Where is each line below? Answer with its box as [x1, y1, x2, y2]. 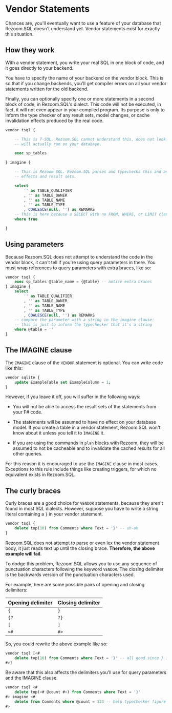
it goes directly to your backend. [5, 65, 74, 71]
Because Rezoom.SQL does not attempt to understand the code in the [5, 253, 153, 260]
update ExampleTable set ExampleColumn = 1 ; [14, 380, 111, 385]
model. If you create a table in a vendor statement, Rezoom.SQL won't [12, 424, 161, 431]
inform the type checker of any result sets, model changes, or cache [5, 112, 150, 118]
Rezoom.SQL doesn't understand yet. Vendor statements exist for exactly [5, 25, 160, 31]
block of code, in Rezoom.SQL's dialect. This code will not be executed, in [5, 101, 161, 107]
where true [14, 216, 38, 222]
